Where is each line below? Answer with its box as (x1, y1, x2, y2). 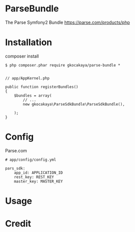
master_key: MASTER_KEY (14, 179, 63, 184)
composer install (5, 53, 39, 59)
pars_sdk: (5, 166, 26, 171)
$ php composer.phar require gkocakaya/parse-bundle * (5, 62, 121, 67)
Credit (5, 218, 31, 230)
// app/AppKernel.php (5, 75, 50, 81)
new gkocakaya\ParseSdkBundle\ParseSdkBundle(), (23, 102, 125, 107)
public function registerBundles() (5, 84, 79, 89)
